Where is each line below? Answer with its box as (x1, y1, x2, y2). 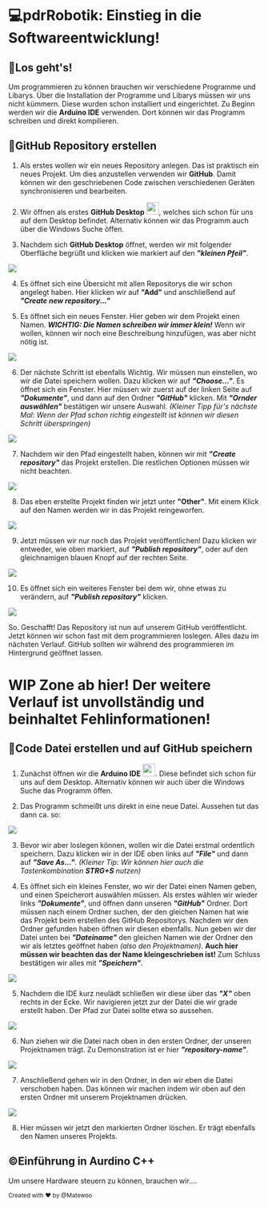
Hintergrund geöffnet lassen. (8, 648, 104, 657)
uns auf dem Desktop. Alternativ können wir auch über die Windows (19, 777, 246, 786)
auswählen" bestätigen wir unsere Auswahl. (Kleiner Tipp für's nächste (19, 402, 258, 411)
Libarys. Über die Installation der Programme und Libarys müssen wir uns (8, 91, 251, 100)
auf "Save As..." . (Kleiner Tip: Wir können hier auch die (19, 857, 204, 866)
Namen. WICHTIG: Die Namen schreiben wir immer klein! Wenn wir (19, 320, 246, 329)
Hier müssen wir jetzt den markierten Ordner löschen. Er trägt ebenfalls (19, 1123, 256, 1132)
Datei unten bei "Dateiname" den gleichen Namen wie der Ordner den (19, 932, 254, 942)
